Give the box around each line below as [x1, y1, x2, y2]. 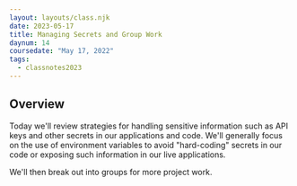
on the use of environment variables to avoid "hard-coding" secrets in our [9, 139, 283, 150]
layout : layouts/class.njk [9, 13, 110, 22]
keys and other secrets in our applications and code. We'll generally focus [9, 129, 283, 140]
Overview [9, 96, 66, 112]
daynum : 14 [9, 38, 50, 48]
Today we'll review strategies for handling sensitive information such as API [9, 120, 289, 131]
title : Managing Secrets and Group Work [9, 30, 163, 39]
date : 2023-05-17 [9, 22, 74, 31]
